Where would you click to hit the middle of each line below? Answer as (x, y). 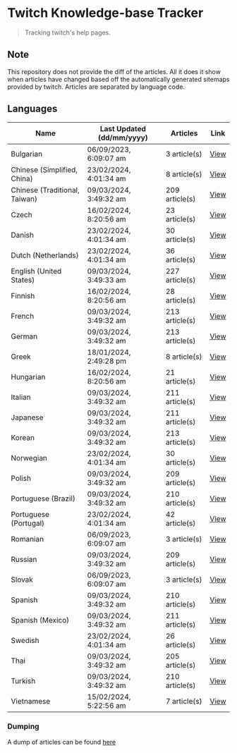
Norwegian (29, 458)
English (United (36, 271)
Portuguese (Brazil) (43, 498)
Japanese (27, 417)
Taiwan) (24, 199)
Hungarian (28, 376)
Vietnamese (31, 701)
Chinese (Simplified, (44, 169)
